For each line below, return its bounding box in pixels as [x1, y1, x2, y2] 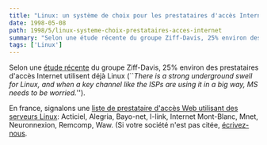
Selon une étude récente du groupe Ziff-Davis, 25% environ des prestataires [9, 63, 259, 72]
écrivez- [221, 120, 250, 130]
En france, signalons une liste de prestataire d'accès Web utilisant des [9, 104, 238, 113]
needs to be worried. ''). [9, 88, 86, 97]
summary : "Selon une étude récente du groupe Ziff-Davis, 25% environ [9, 33, 247, 42]
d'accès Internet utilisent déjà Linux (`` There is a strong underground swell [9, 71, 253, 81]
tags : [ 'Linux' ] [9, 41, 63, 49]
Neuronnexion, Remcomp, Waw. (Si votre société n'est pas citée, [9, 120, 220, 130]
